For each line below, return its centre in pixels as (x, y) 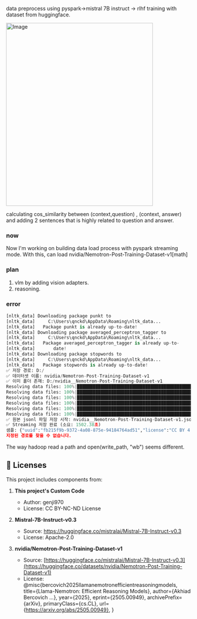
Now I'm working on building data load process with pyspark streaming (92, 248)
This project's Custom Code (50, 491)
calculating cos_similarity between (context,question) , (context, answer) (94, 214)
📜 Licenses (26, 465)
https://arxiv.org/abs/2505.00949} (67, 610)
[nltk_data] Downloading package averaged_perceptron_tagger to (86, 332)
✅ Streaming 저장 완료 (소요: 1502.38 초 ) (54, 425)
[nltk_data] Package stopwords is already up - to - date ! (77, 365)
